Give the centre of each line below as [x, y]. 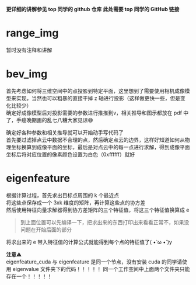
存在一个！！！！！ [29, 276]
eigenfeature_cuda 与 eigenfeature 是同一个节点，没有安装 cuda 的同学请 [94, 262]
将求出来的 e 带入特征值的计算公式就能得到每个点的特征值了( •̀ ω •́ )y [89, 242]
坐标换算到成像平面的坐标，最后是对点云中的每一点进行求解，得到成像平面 [100, 147]
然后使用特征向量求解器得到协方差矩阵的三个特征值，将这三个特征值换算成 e [98, 210]
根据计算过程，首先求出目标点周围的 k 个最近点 [63, 195]
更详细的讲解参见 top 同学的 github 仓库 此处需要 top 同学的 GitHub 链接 [93, 9]
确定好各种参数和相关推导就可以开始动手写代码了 [65, 132]
